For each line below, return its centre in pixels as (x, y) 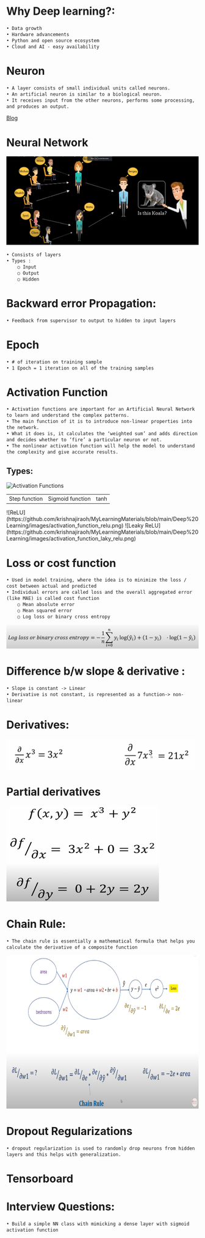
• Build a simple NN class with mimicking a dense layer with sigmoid (98, 1224)
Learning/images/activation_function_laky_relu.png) (71, 538)
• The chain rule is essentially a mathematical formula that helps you (101, 941)
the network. (23, 428)
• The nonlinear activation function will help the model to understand (101, 446)
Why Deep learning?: (61, 11)
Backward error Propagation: (81, 303)
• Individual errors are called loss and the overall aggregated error (99, 593)
